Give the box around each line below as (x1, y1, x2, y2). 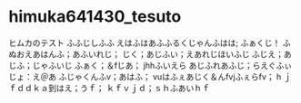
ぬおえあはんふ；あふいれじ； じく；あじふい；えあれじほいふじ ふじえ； (8, 48, 284, 60)
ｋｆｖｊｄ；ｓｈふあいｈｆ (105, 82, 210, 93)
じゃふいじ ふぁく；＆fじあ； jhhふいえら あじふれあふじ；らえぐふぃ (32, 60, 293, 70)
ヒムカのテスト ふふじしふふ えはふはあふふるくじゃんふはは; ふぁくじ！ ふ (8, 37, 291, 48)
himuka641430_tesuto (8, 6, 182, 27)
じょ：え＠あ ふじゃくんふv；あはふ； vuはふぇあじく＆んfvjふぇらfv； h (8, 70, 282, 82)
